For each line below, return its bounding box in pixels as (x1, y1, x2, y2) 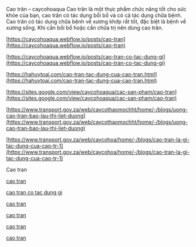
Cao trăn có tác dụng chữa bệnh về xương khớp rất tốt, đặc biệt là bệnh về (6, 18, 187, 25)
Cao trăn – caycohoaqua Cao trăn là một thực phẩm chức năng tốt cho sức (6, 6, 187, 12)
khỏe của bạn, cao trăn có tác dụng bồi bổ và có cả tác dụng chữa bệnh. (6, 12, 183, 19)
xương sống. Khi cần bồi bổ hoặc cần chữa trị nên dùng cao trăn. (6, 24, 163, 31)
